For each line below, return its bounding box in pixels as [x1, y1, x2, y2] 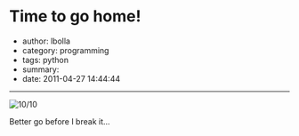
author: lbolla [21, 36, 71, 46]
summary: [21, 64, 60, 75]
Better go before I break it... [9, 116, 110, 126]
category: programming [21, 44, 109, 55]
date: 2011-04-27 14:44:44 [21, 73, 121, 84]
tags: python [21, 54, 69, 65]
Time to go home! [9, 6, 141, 27]
